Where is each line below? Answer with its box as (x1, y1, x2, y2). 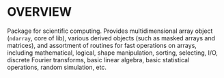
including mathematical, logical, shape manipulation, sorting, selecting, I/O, (7, 49, 219, 57)
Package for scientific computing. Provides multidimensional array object (7, 27, 213, 35)
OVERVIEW (7, 4, 72, 20)
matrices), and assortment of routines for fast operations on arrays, (7, 41, 197, 49)
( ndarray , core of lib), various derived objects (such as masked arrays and (7, 34, 215, 42)
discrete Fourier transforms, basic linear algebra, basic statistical (7, 55, 190, 64)
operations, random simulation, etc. (7, 63, 107, 71)
